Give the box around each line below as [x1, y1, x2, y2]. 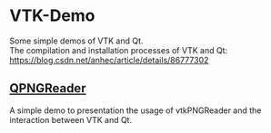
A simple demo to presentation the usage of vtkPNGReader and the [9, 105, 262, 116]
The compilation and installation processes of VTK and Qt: [9, 44, 228, 55]
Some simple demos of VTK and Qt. [9, 35, 144, 46]
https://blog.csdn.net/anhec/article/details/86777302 [9, 54, 209, 65]
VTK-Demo [9, 5, 95, 26]
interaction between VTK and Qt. [9, 114, 133, 125]
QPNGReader [9, 81, 86, 96]
